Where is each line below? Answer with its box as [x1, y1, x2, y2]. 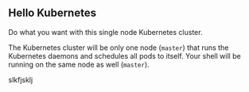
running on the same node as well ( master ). [8, 59, 150, 69]
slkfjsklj [8, 75, 33, 84]
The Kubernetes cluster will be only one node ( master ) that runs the [8, 43, 229, 52]
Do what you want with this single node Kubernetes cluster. [8, 27, 203, 36]
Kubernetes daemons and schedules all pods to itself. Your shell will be [8, 51, 241, 60]
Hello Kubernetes [8, 6, 97, 20]
